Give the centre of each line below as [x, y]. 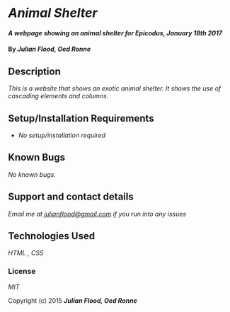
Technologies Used [51, 236]
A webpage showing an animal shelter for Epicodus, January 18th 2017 [115, 33]
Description [34, 71]
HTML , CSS [26, 253]
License [22, 272]
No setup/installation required [62, 135]
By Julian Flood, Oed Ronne [50, 49]
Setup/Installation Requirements [81, 118]
